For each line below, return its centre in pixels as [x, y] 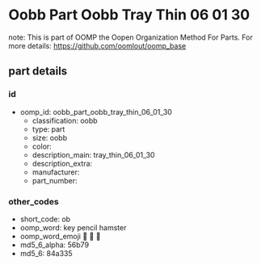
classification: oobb [65, 120]
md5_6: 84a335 [46, 253]
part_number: [55, 180]
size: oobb [49, 137]
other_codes [34, 201]
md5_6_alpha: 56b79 [55, 245]
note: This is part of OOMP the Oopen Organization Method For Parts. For [130, 37]
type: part [48, 129]
